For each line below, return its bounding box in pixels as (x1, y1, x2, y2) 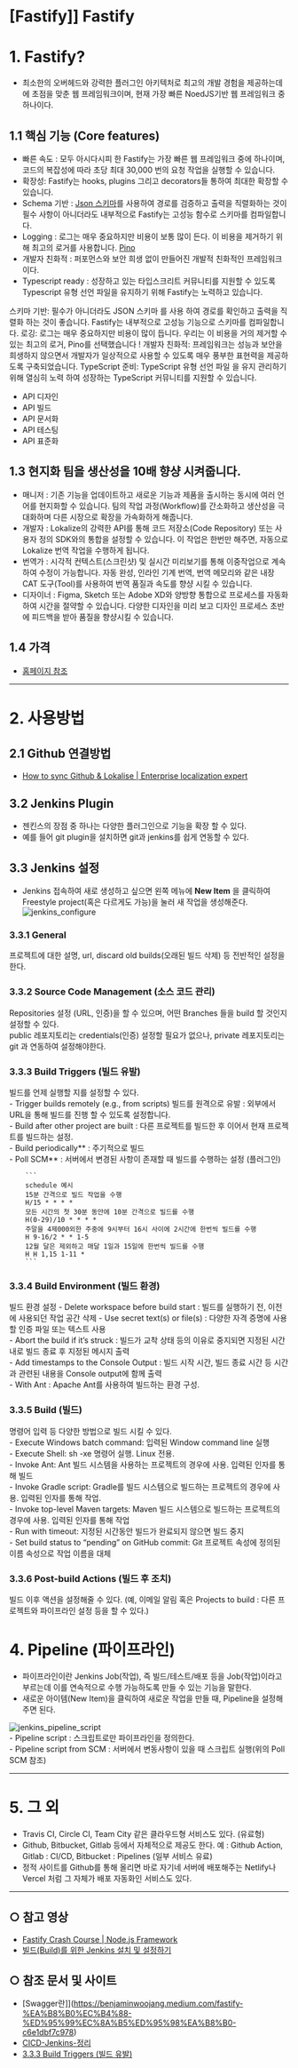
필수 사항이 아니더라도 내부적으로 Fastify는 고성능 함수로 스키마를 (21, 209, 248, 220)
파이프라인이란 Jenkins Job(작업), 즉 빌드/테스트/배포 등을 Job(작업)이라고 (21, 1671, 283, 1681)
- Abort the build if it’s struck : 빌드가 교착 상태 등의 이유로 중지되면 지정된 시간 (9, 1335, 286, 1345)
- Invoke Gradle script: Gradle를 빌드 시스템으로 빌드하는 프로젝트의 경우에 (9, 1481, 271, 1492)
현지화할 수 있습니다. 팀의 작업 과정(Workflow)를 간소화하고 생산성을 (38, 500, 277, 511)
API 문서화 (21, 413, 59, 424)
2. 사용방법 (9, 708, 85, 728)
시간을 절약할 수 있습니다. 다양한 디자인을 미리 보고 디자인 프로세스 (38, 600, 269, 611)
